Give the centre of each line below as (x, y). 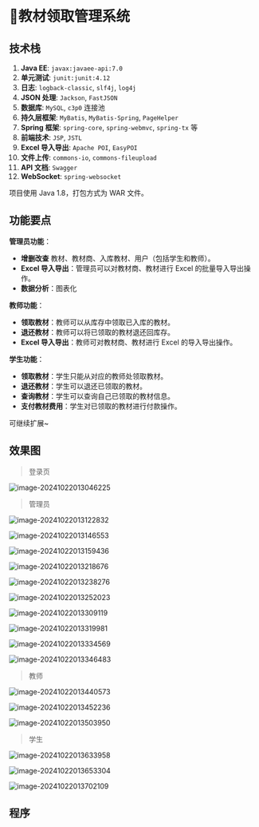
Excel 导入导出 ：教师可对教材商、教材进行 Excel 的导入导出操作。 (129, 342)
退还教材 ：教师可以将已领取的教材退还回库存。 (97, 332)
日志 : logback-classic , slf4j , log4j (78, 87)
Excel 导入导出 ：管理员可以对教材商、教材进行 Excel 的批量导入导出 (132, 268)
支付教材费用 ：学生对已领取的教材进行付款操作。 (101, 406)
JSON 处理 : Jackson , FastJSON (69, 97)
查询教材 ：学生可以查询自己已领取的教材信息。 (97, 396)
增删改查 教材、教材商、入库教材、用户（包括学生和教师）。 (118, 258)
